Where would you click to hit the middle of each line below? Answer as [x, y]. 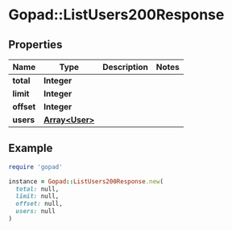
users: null [36, 212]
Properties [35, 45]
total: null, [37, 189]
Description [125, 67]
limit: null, [37, 196]
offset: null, [39, 204]
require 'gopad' [35, 166]
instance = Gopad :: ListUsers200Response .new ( [86, 181]
